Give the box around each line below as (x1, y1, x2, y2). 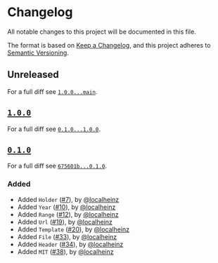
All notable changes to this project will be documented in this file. (7, 27, 197, 36)
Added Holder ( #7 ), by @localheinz (17, 195, 120, 203)
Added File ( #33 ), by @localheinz (17, 232, 117, 241)
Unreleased (7, 69, 60, 81)
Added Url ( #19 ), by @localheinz (17, 217, 113, 226)
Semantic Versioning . (7, 48, 69, 57)
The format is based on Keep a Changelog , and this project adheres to (7, 41, 211, 49)
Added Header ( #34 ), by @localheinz (17, 240, 124, 248)
